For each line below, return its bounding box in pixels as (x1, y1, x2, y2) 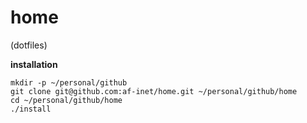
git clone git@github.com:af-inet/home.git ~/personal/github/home (10, 86, 298, 96)
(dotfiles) (10, 39, 48, 51)
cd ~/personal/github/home (10, 95, 123, 105)
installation (10, 58, 58, 70)
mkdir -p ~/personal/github (10, 77, 128, 88)
